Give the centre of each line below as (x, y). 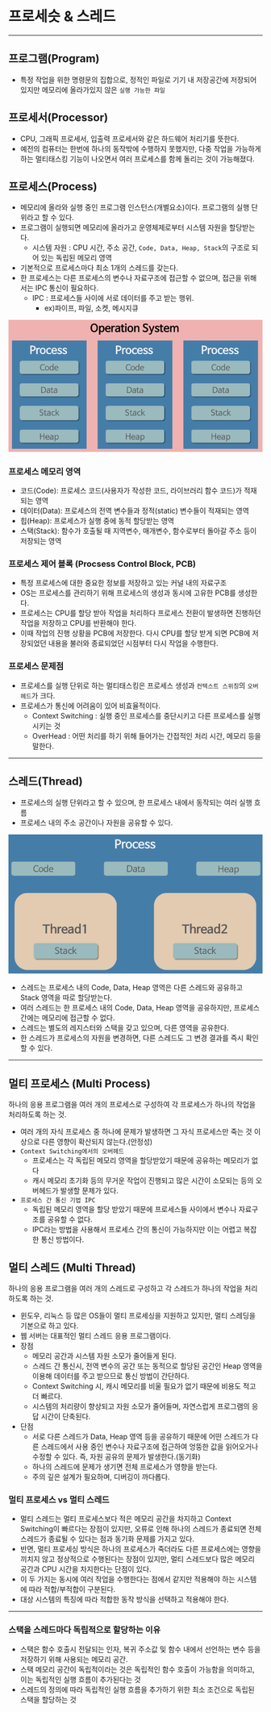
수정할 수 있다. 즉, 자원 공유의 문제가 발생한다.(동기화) (116, 1456)
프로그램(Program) (54, 58)
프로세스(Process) (53, 186)
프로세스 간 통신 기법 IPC (58, 1201)
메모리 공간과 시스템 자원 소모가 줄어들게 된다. (104, 1356)
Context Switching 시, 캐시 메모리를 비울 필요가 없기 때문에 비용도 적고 (144, 1386)
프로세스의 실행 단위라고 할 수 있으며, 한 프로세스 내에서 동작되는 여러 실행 (136, 802)
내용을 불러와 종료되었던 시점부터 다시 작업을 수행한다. (133, 644)
